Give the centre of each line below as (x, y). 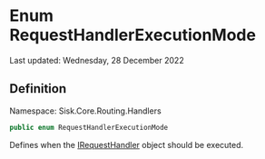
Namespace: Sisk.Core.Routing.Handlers (85, 111)
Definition (38, 89)
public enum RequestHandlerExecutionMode (89, 127)
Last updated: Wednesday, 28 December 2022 (97, 60)
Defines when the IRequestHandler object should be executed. (127, 144)
